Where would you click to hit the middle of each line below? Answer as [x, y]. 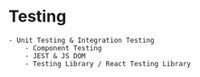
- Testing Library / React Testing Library [108, 64]
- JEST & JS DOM [56, 56]
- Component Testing [63, 48]
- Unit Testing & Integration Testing [81, 40]
